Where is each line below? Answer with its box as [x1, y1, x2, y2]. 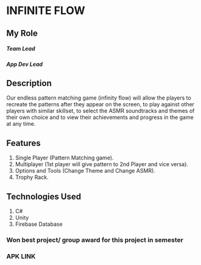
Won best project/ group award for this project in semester [6, 236, 184, 244]
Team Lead [6, 45, 35, 53]
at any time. [6, 120, 36, 128]
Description [6, 78, 52, 89]
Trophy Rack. [15, 173, 49, 181]
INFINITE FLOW [6, 4, 85, 18]
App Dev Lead [6, 60, 43, 68]
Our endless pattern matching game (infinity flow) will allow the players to [6, 94, 192, 101]
